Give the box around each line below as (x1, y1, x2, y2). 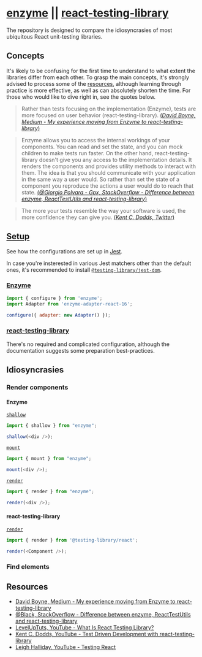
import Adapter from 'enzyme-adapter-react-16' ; (6, 301, 133, 307)
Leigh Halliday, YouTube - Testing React (15, 644, 116, 651)
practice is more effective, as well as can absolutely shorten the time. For (6, 86, 191, 94)
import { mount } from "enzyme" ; (6, 456, 92, 462)
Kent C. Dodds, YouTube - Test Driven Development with (15, 631, 159, 638)
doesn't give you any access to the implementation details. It (39, 156, 192, 163)
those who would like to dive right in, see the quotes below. (6, 93, 156, 101)
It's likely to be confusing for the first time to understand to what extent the (6, 67, 196, 74)
